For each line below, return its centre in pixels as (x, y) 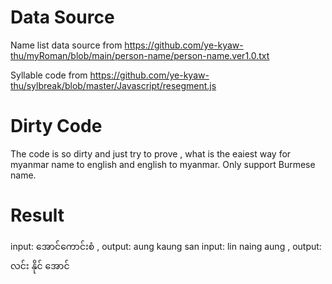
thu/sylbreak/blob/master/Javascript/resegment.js (113, 85)
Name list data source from (66, 45)
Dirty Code (56, 126)
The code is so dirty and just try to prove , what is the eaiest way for (151, 153)
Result (37, 215)
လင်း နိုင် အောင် (40, 265)
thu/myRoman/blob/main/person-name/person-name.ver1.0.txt (140, 55)
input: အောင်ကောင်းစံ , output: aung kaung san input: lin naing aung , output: (166, 246)
